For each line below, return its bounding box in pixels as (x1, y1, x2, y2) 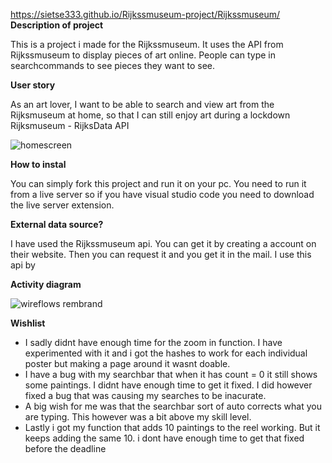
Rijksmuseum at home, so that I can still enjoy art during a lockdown (10, 109, 291, 121)
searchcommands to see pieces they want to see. (10, 60, 216, 71)
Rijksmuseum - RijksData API (10, 120, 130, 131)
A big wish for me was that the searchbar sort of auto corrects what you (24, 400, 323, 412)
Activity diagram (10, 279, 82, 290)
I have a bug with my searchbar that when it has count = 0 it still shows (24, 369, 318, 380)
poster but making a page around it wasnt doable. (24, 358, 231, 369)
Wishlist (10, 317, 46, 329)
